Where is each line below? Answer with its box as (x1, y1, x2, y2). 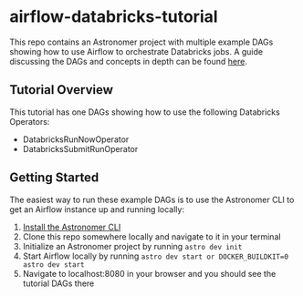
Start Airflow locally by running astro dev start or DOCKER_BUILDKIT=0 (22, 250, 289, 261)
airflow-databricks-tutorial (9, 6, 218, 27)
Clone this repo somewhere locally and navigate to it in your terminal (22, 230, 281, 242)
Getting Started (9, 170, 99, 186)
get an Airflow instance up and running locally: (9, 203, 185, 215)
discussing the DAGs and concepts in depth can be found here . (9, 56, 248, 66)
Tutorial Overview (9, 82, 114, 97)
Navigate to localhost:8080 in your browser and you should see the (22, 268, 277, 279)
